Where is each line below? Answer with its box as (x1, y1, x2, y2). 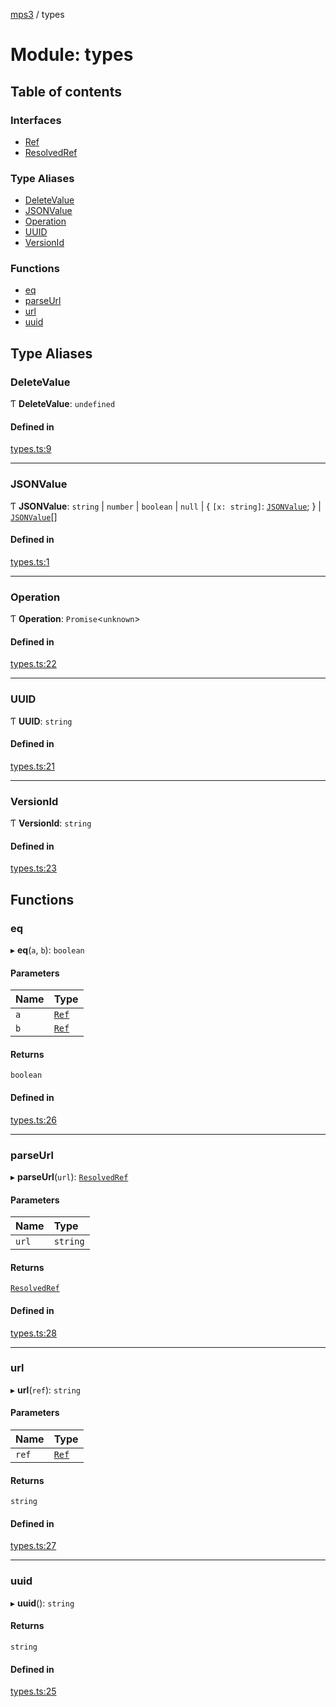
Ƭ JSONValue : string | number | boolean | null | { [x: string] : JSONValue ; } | (10, 500, 322, 512)
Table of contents (10, 83, 122, 100)
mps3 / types (10, 9, 65, 20)
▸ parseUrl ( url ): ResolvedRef (10, 1170, 129, 1183)
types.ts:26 (10, 1114, 57, 1126)
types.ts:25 (10, 1685, 57, 1698)
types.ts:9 (10, 443, 52, 455)
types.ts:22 (10, 658, 57, 670)
